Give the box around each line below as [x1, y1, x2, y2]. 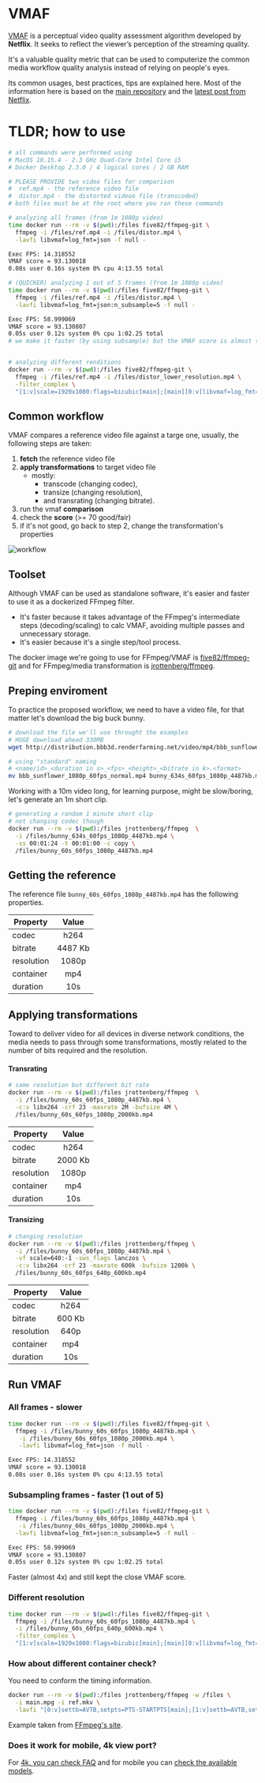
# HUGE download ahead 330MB [8, 735, 104, 744]
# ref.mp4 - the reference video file [8, 185, 140, 193]
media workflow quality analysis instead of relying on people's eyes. [8, 62, 230, 72]
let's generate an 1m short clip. [8, 794, 108, 805]
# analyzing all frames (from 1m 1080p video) [8, 214, 164, 222]
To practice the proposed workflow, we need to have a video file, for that [8, 705, 244, 714]
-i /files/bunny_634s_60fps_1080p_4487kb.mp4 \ [15, 832, 175, 840]
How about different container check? [8, 1658, 157, 1669]
